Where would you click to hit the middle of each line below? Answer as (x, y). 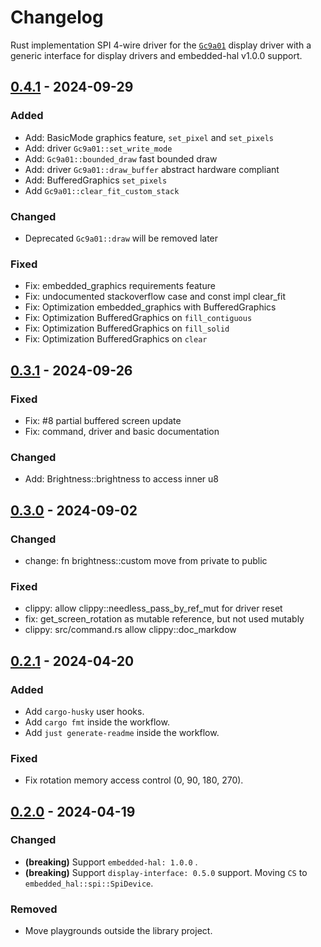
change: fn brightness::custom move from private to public (146, 560)
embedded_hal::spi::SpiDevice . (89, 883)
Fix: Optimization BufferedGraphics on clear (116, 339)
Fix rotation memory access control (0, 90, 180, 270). (134, 780)
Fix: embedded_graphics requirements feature (120, 286)
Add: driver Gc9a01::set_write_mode (98, 148)
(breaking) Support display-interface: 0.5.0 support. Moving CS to (166, 872)
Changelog (57, 17)
